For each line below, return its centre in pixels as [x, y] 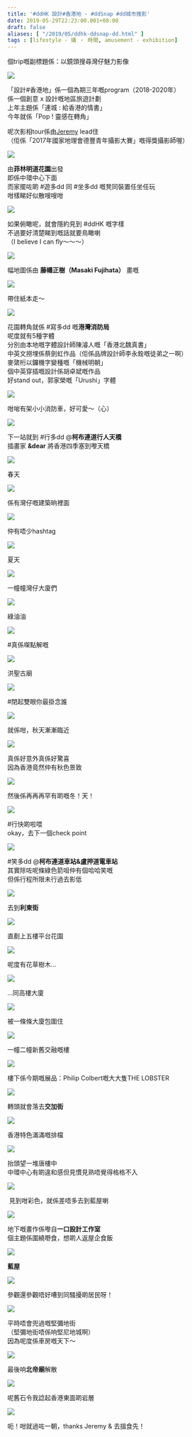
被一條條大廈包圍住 [35, 1021]
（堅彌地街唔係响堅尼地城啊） [51, 1332]
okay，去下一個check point [47, 833]
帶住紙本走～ [26, 298]
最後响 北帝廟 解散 [32, 1370]
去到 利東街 [23, 908]
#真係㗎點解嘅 [28, 645]
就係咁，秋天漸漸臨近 [38, 730]
